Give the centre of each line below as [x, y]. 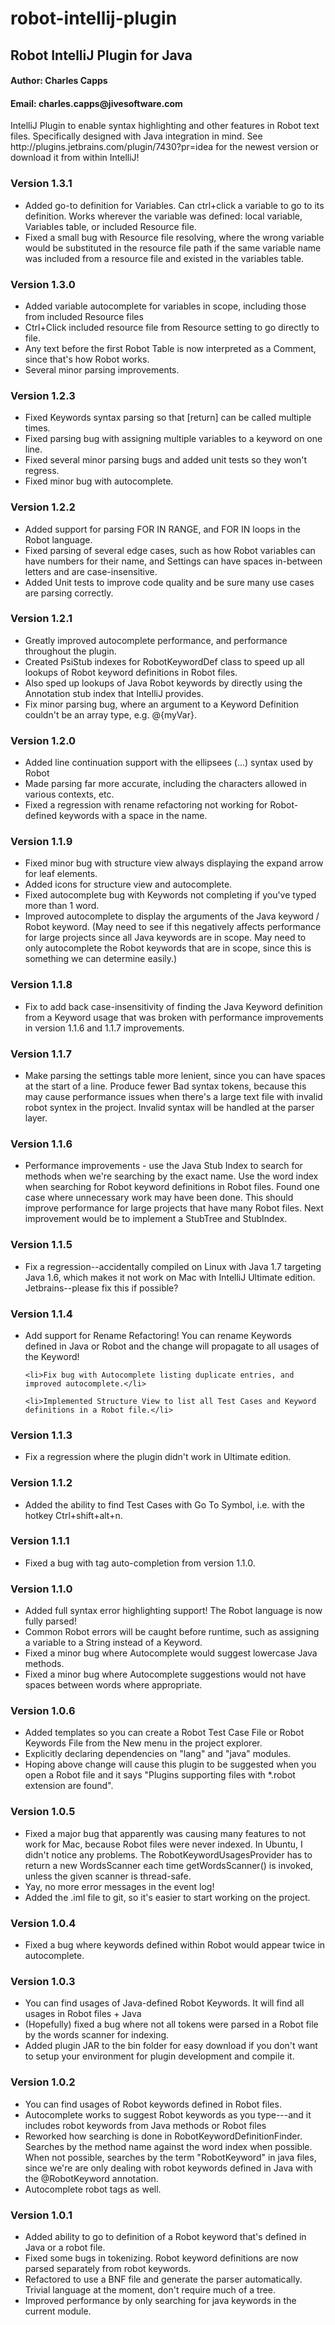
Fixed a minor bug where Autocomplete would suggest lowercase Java [171, 1653]
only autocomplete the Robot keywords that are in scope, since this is [168, 948]
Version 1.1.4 [41, 1314]
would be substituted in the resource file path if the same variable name [173, 248]
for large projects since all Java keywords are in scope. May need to [165, 938]
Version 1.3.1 [41, 184]
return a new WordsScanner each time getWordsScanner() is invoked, [169, 1865]
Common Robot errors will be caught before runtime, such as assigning [172, 1632]
